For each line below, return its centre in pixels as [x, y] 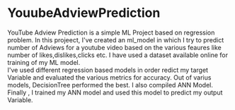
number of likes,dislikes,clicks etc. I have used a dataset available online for [118, 55]
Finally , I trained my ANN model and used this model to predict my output [115, 92]
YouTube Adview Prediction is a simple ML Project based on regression [111, 32]
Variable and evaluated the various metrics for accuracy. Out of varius [109, 77]
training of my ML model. [44, 62]
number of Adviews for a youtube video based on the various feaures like [114, 47]
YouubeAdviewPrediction [84, 13]
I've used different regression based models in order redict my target [108, 70]
